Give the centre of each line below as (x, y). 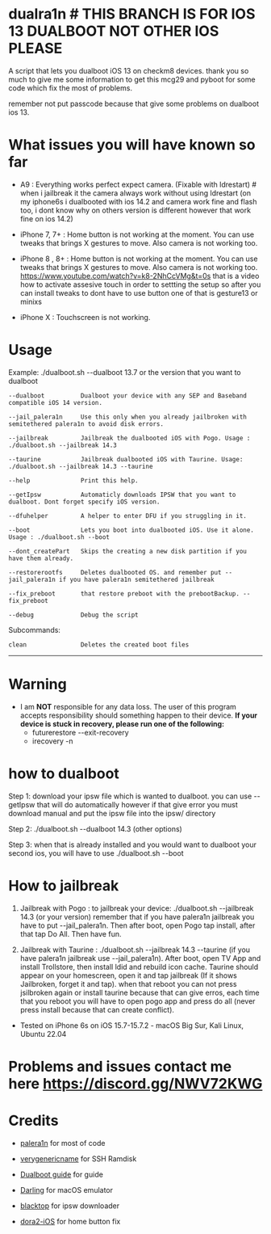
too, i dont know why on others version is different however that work (135, 210)
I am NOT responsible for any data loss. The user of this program (128, 706)
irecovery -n (53, 741)
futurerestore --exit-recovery (80, 732)
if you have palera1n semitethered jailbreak (137, 579)
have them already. (41, 558)
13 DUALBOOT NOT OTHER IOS (114, 31)
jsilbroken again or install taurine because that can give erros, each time (140, 992)
